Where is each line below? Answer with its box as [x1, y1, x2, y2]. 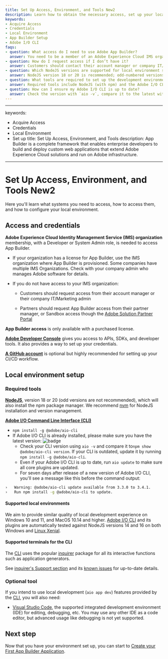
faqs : [5, 45, 16, 50]
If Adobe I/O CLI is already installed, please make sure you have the [12, 432, 152, 438]
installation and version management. [5, 407, 82, 413]
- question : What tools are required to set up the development [5, 77, 142, 82]
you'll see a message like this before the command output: [19, 475, 141, 481]
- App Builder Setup [5, 36, 48, 41]
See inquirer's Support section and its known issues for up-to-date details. [5, 565, 159, 571]
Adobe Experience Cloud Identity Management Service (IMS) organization [5, 235, 162, 241]
